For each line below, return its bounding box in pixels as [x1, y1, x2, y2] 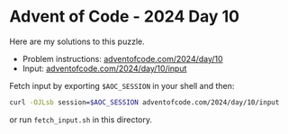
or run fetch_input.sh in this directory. [9, 114, 153, 125]
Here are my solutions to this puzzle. [9, 36, 146, 47]
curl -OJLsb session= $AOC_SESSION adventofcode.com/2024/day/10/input [9, 97, 280, 107]
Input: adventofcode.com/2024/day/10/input [22, 63, 187, 74]
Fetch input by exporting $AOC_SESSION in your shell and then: [9, 80, 235, 91]
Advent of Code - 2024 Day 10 [9, 6, 240, 27]
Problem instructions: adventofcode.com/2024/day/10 [22, 53, 223, 64]
